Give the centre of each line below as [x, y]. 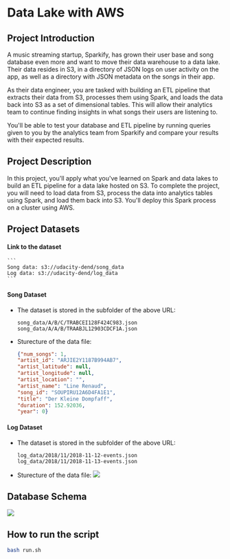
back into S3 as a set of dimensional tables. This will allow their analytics [110, 104]
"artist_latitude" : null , [54, 367]
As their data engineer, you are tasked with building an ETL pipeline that [109, 90]
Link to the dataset [34, 247]
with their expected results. [46, 140]
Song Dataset [27, 295]
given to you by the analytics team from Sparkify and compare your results [113, 133]
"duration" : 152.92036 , [51, 405]
